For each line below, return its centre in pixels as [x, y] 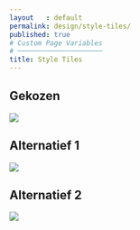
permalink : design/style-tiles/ [70, 26]
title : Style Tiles [46, 60]
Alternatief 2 [46, 195]
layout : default [46, 18]
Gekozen [35, 96]
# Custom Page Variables [56, 43]
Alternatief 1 [44, 146]
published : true [40, 34]
